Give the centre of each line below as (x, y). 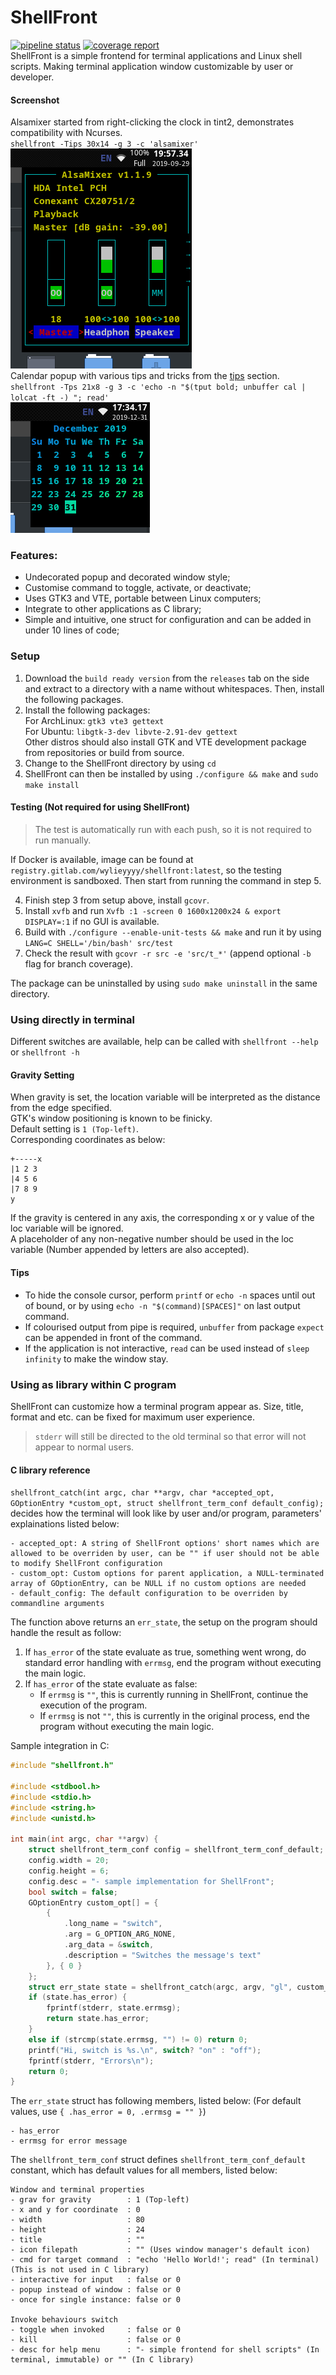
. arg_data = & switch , (109, 1945)
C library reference (50, 1470)
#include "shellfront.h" (62, 1766)
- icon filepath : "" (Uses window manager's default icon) (160, 2250)
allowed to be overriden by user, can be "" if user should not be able (165, 1554)
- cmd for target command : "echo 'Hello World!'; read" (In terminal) (165, 2260)
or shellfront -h (45, 1052)
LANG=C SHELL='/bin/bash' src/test (99, 943)
